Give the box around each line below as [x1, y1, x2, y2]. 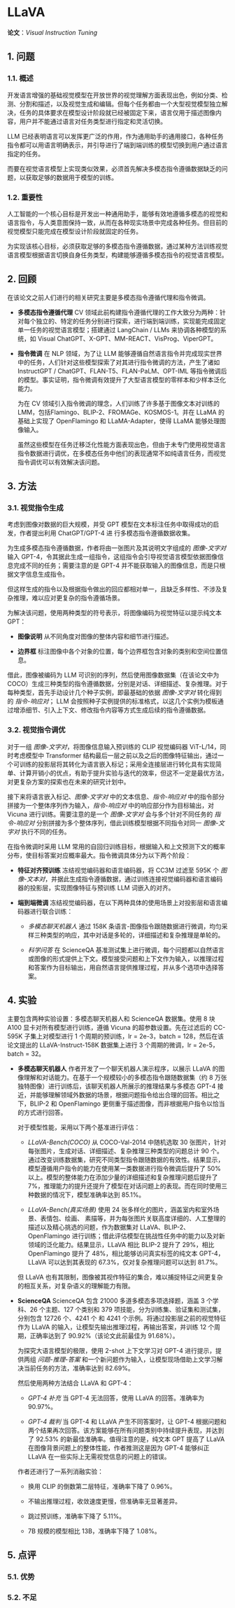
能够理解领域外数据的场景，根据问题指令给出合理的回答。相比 [36, 1090, 214, 1099]
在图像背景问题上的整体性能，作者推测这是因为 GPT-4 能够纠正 [27, 1443, 210, 1452]
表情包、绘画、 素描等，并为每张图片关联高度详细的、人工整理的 [40, 1214, 226, 1223]
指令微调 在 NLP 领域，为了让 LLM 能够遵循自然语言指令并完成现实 [17, 349, 211, 357]
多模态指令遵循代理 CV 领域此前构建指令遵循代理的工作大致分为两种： [17, 308, 220, 316]
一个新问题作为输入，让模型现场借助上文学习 [87, 1355, 217, 1363]
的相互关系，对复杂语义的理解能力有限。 [17, 1281, 134, 1290]
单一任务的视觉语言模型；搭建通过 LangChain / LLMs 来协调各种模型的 [17, 325, 221, 334]
